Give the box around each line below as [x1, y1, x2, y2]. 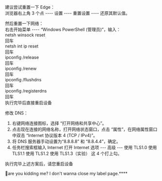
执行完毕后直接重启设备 [5, 100, 52, 106]
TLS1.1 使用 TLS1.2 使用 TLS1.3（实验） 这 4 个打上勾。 [12, 151, 122, 156]
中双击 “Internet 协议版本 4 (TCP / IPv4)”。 [12, 133, 98, 138]
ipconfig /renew [5, 66, 37, 71]
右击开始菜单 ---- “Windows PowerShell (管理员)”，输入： [5, 27, 121, 32]
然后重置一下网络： [5, 21, 44, 26]
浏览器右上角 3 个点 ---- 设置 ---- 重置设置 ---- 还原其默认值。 [5, 10, 130, 16]
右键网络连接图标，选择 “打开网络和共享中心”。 [12, 121, 107, 126]
